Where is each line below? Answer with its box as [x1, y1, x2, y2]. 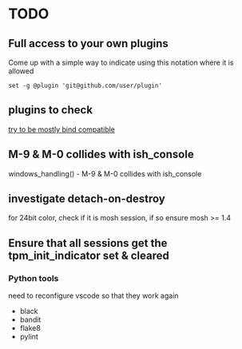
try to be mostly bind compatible [8, 125, 116, 134]
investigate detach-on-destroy [8, 192, 165, 206]
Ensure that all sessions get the [8, 236, 168, 250]
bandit [19, 315, 42, 324]
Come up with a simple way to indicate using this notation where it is [8, 58, 234, 67]
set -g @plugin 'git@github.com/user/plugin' [8, 81, 162, 89]
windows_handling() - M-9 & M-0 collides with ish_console [8, 169, 202, 178]
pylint [19, 332, 38, 342]
